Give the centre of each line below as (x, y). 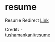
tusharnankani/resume (27, 35)
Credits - (14, 29)
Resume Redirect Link (27, 20)
